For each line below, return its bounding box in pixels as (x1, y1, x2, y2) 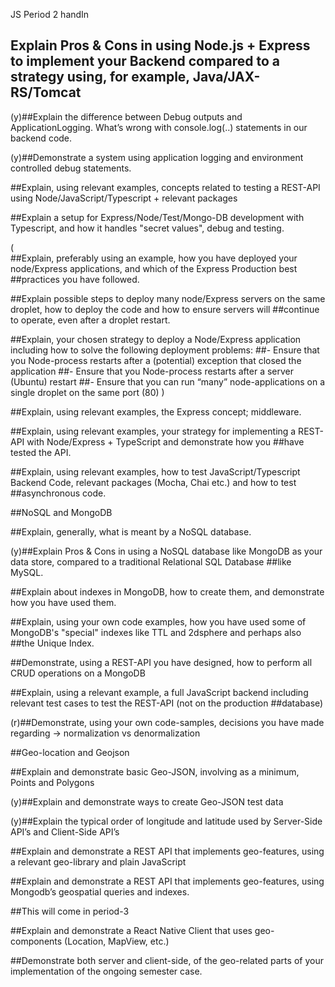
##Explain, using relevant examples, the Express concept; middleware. (10, 405, 302, 418)
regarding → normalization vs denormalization (10, 727, 201, 739)
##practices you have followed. (10, 273, 140, 285)
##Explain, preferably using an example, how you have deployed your (10, 252, 298, 264)
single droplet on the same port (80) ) (10, 386, 165, 398)
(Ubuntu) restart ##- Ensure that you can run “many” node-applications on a (10, 375, 326, 388)
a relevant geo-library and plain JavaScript (10, 855, 187, 868)
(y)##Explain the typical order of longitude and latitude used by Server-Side (10, 815, 323, 827)
